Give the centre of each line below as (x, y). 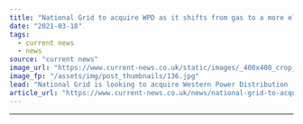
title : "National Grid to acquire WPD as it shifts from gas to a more (147, 18)
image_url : (30, 68)
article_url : (34, 93)
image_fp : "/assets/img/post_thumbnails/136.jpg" (105, 76)
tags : (19, 34)
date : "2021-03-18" (46, 26)
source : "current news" (54, 59)
